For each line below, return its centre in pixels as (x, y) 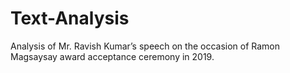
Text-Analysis (70, 18)
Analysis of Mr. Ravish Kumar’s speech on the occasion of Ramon (145, 46)
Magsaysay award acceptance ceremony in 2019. (112, 56)
